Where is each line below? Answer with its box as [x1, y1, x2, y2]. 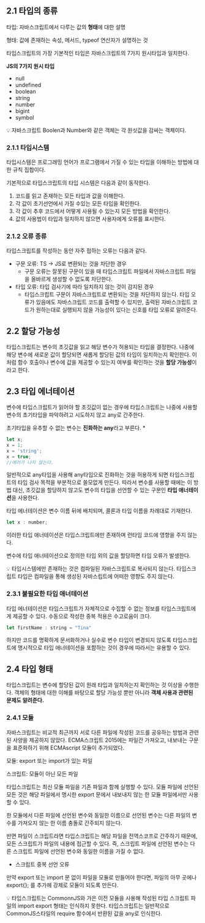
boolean [15, 88, 36, 95]
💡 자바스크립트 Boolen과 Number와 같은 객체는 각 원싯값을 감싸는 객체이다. [6, 126, 187, 134]
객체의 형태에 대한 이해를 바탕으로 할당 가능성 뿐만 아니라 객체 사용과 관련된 [14, 689, 193, 697]
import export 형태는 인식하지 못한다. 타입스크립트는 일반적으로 [17, 902, 170, 909]
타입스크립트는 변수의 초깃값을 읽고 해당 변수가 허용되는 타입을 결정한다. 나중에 [6, 343, 195, 351]
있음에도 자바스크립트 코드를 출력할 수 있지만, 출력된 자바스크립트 [35, 298, 192, 306]
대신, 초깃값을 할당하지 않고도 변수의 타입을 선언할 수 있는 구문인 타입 [12, 487, 177, 494]
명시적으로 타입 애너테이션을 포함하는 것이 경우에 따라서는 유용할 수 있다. [17, 644, 191, 652]
